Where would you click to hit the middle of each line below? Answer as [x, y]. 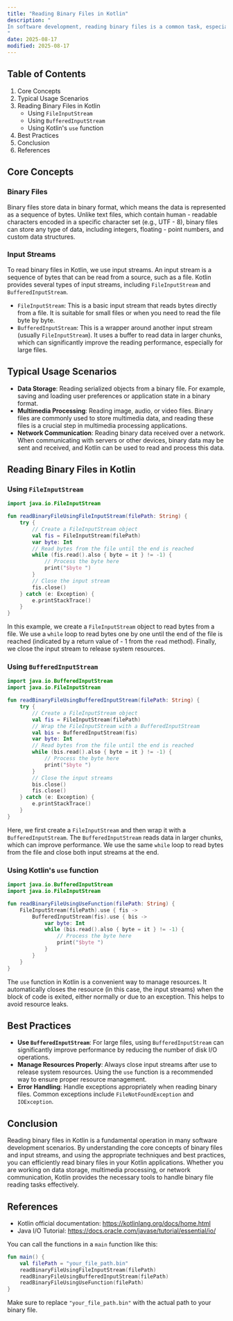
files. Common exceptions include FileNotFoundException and [105, 1094]
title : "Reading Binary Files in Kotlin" [68, 14]
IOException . [35, 1102]
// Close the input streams [72, 778]
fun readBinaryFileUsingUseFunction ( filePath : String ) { [91, 903]
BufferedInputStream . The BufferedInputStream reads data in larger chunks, [115, 837]
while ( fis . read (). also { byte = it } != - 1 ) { [102, 555]
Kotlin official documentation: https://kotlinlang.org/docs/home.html [114, 1223]
